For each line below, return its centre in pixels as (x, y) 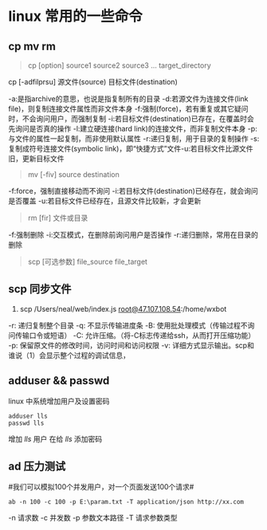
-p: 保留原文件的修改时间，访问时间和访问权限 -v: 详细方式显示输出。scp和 (132, 345)
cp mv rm (32, 46)
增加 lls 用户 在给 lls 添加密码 (55, 438)
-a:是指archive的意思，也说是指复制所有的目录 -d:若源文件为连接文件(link (128, 99)
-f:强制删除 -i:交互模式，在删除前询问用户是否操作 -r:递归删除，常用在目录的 (133, 235)
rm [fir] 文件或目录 (58, 218)
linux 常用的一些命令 (75, 16)
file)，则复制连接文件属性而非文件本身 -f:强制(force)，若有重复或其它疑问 (128, 109)
